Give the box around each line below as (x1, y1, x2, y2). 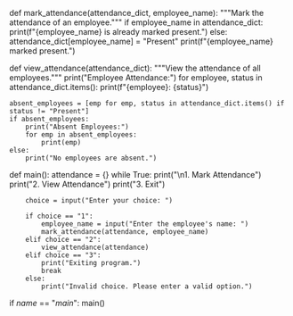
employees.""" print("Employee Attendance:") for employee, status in (9, 72, 263, 83)
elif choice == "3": (25, 251, 102, 260)
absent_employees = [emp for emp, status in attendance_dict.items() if (9, 99, 285, 108)
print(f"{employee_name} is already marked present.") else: (9, 27, 228, 37)
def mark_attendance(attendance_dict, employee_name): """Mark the (9, 8, 265, 18)
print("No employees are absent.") (25, 154, 158, 162)
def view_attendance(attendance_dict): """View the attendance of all (9, 62, 261, 73)
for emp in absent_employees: (25, 130, 138, 139)
